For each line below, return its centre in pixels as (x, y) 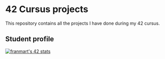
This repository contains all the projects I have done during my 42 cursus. (83, 23)
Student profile (30, 39)
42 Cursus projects (47, 9)
